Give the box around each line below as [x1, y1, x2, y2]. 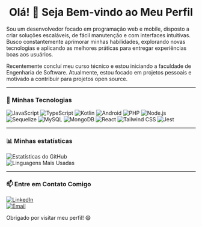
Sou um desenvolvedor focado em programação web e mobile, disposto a [6, 25, 189, 32]
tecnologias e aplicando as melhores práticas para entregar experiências [6, 44, 187, 52]
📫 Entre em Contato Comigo [6, 180, 91, 189]
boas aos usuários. [6, 50, 54, 58]
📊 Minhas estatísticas [6, 137, 73, 145]
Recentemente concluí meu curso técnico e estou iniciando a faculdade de [6, 62, 191, 70]
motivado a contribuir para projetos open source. [6, 75, 128, 82]
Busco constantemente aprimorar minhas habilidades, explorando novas [6, 38, 186, 45]
